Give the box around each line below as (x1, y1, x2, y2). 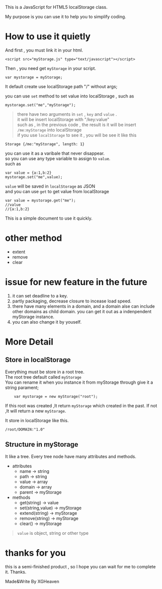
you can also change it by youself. (12, 319, 82, 325)
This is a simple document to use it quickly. (5, 215, 93, 221)
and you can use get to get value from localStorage (5, 188, 109, 194)
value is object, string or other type (17, 530, 89, 536)
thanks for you (5, 547, 66, 558)
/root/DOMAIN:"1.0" (5, 427, 45, 432)
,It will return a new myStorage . (5, 408, 66, 414)
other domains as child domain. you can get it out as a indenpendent (12, 308, 152, 314)
